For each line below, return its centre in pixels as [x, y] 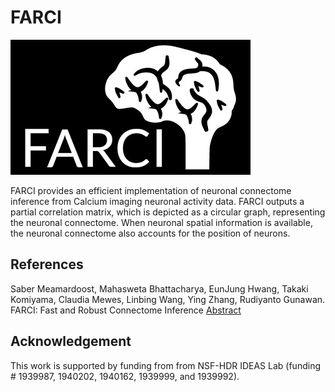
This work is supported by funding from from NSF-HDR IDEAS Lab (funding [165, 365]
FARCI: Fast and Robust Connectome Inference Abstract [126, 310]
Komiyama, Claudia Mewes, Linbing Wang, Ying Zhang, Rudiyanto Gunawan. [168, 299]
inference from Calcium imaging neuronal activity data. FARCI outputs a [157, 201]
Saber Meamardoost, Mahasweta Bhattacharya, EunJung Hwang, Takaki [159, 288]
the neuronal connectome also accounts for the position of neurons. [150, 233]
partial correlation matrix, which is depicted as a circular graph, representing [168, 212]
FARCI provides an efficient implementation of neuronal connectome [151, 190]
